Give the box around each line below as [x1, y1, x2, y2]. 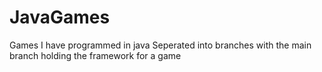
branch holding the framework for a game [9, 49, 182, 61]
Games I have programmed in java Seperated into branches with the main [9, 39, 312, 51]
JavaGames [9, 6, 111, 29]
